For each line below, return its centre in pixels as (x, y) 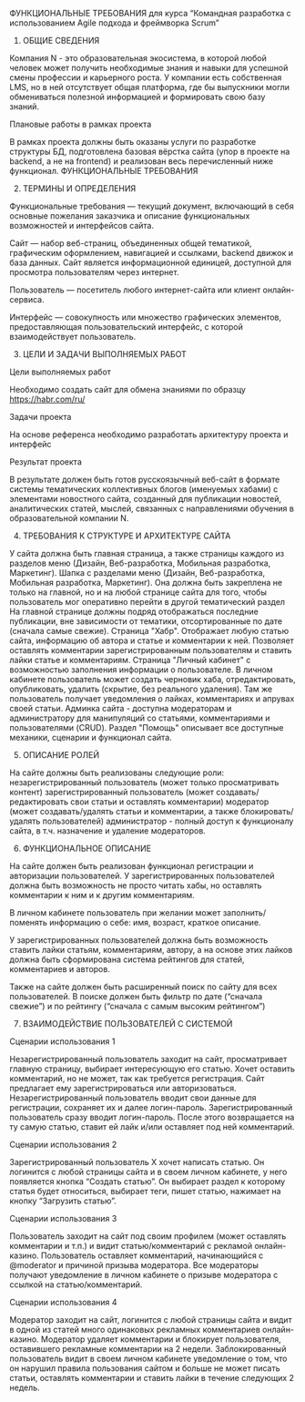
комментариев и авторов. (60, 969)
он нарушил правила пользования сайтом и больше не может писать (145, 1368)
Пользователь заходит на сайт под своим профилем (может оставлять (148, 1236)
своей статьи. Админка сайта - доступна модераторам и (121, 708)
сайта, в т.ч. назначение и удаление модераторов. (108, 831)
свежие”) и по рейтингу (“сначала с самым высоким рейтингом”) (137, 1006)
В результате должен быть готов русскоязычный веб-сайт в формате (145, 479)
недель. (25, 1387)
